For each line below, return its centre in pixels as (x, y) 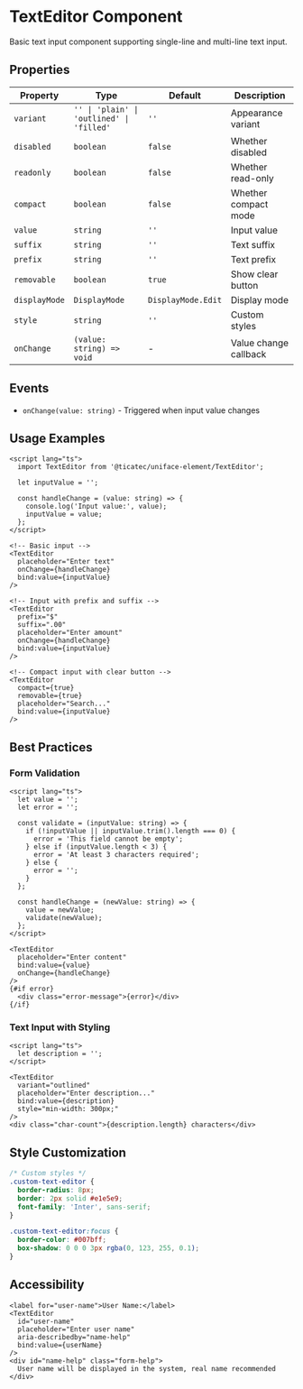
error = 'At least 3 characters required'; (116, 855)
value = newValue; (60, 910)
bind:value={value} (54, 966)
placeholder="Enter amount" (70, 633)
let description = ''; (60, 1054)
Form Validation (45, 773)
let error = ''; (48, 808)
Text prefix (253, 259)
